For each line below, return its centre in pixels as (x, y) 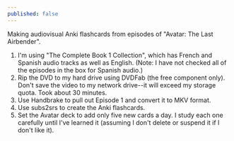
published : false (33, 14)
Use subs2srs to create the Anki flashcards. (81, 107)
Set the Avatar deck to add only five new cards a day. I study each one (121, 115)
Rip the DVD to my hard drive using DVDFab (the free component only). (121, 78)
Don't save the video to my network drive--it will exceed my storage (117, 85)
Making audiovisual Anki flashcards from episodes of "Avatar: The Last (110, 34)
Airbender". (24, 41)
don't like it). (36, 130)
